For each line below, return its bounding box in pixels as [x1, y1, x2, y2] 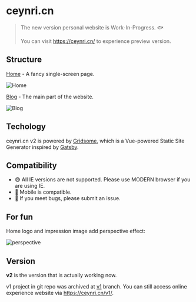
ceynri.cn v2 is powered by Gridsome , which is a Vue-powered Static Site [6, 137, 185, 144]
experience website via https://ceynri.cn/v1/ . [6, 290, 114, 296]
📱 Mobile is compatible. [14, 188, 72, 195]
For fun [6, 212, 34, 222]
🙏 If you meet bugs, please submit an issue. [14, 195, 121, 202]
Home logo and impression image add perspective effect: [6, 228, 145, 235]
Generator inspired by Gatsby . [6, 143, 79, 151]
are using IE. [14, 182, 45, 190]
